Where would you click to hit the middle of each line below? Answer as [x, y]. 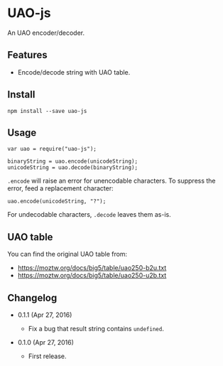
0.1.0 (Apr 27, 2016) [46, 342]
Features [27, 55]
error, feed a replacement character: [60, 188]
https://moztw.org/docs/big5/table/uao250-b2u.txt [92, 268]
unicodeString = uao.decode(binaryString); [73, 168]
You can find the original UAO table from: [67, 254]
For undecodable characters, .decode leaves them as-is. [89, 215]
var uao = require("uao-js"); [52, 149]
